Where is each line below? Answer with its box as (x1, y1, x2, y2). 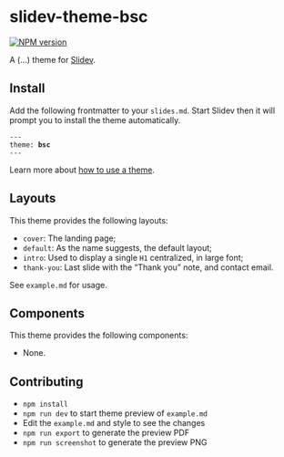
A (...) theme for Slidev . (9, 54, 96, 65)
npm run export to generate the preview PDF (22, 427, 189, 439)
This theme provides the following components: (9, 330, 188, 341)
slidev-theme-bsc (9, 6, 148, 27)
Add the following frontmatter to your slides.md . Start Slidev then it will (9, 105, 276, 116)
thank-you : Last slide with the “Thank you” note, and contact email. (22, 262, 274, 273)
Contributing (9, 374, 84, 389)
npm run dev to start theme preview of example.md (22, 408, 208, 419)
